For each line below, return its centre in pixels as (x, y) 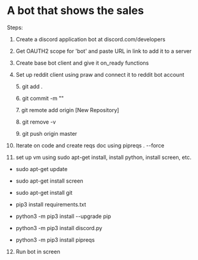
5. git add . (29, 86)
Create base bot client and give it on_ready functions (82, 63)
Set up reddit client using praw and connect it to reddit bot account (100, 74)
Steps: (15, 27)
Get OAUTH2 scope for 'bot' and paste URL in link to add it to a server (104, 51)
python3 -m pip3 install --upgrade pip (63, 216)
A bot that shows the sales (76, 11)
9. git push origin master (46, 133)
